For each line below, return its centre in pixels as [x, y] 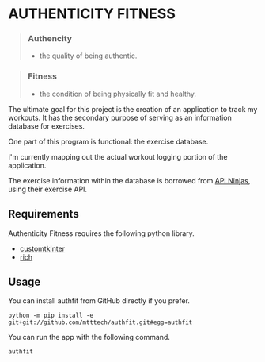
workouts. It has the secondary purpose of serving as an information [120, 117]
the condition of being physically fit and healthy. [117, 94]
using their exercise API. [48, 189]
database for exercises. [47, 126]
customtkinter [42, 248]
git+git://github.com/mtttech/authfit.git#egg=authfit [100, 322]
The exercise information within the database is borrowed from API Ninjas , [129, 180]
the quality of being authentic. [88, 56]
